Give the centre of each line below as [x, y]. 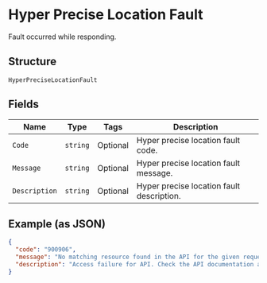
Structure [33, 62]
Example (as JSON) [57, 224]
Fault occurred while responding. [62, 37]
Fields [24, 105]
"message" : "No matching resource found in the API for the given [128, 257]
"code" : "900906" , [46, 250]
